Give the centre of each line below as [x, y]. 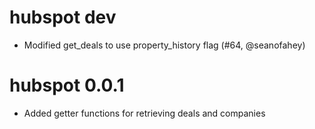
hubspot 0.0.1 [67, 85]
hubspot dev [63, 17]
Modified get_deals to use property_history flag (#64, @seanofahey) [164, 45]
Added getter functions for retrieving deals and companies [144, 113]
